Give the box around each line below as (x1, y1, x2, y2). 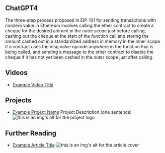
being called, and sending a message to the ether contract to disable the (5, 49, 154, 55)
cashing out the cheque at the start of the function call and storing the (5, 33, 149, 39)
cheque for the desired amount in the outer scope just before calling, (5, 27, 146, 34)
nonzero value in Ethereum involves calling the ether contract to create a (5, 22, 154, 28)
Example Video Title (12, 81, 54, 87)
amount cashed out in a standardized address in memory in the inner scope (5, 38, 160, 44)
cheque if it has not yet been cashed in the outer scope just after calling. (5, 54, 154, 60)
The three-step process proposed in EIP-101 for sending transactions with (5, 17, 157, 23)
